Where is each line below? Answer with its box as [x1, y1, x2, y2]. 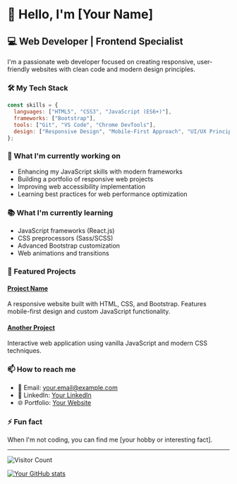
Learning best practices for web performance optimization [17, 190, 188, 198]
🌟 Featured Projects [7, 267, 76, 277]
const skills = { [7, 102, 59, 109]
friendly [7, 65, 30, 73]
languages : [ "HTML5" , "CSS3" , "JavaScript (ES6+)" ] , [13, 109, 172, 116]
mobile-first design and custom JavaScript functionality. [7, 307, 171, 316]
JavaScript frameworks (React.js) [17, 226, 115, 235]
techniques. [7, 346, 42, 355]
